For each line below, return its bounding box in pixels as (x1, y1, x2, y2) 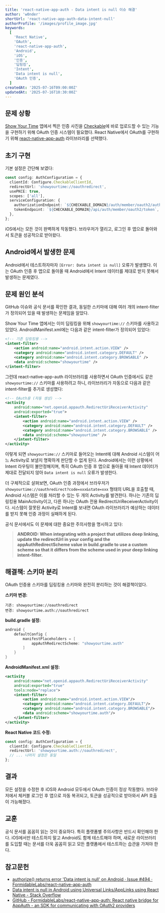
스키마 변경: (5, 592, 28, 598)
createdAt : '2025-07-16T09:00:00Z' (5, 85, 78, 90)
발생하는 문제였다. (5, 274, 40, 280)
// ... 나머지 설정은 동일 (9, 753, 56, 758)
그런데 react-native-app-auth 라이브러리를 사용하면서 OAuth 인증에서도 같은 (5, 373, 153, 379)
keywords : (5, 26, 26, 31)
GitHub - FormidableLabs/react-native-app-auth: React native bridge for (12, 897, 159, 903)
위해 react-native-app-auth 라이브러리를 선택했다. (10, 135, 108, 141)
